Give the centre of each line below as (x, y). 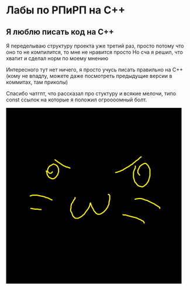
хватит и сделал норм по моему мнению (57, 58)
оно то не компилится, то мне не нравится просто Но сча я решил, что (94, 52)
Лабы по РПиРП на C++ (66, 10)
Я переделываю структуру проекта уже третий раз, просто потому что (95, 46)
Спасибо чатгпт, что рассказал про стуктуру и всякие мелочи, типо (91, 93)
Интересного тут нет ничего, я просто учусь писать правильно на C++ (94, 70)
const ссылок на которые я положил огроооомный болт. (77, 100)
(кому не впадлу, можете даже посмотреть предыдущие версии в (89, 76)
